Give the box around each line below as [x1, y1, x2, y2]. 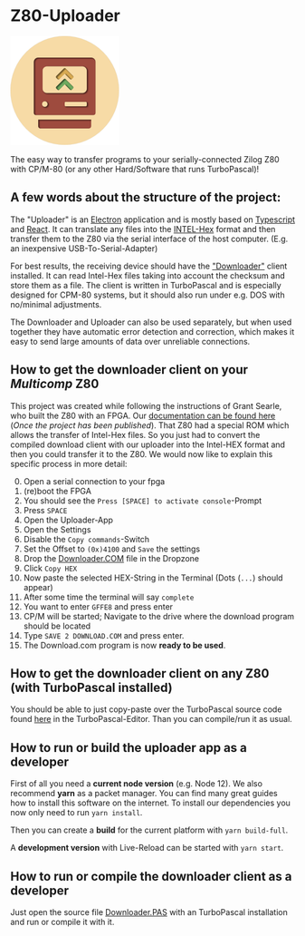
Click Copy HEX [23, 562, 78, 573]
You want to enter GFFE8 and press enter [23, 600, 174, 612]
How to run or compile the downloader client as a [10, 868, 292, 884]
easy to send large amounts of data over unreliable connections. [10, 336, 251, 346]
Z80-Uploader [10, 5, 120, 26]
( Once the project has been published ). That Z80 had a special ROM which [10, 419, 290, 431]
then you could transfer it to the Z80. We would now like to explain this [10, 448, 273, 459]
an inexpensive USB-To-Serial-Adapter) [10, 242, 158, 254]
